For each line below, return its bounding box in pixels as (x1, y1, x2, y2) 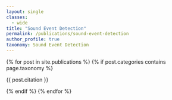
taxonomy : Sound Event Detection (6, 42, 89, 48)
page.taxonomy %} (6, 64, 54, 71)
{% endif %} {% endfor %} (6, 87, 72, 95)
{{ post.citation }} (6, 76, 49, 83)
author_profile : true (6, 36, 60, 42)
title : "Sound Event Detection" (6, 25, 86, 32)
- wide (11, 20, 28, 26)
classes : (6, 14, 28, 20)
